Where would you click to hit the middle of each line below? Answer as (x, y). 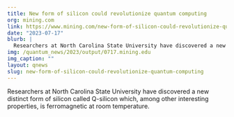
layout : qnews (28, 65)
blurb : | (20, 39)
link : (15, 26)
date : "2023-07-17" (36, 33)
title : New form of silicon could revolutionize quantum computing (107, 13)
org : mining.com (31, 20)
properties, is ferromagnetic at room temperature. (78, 106)
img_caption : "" (31, 59)
